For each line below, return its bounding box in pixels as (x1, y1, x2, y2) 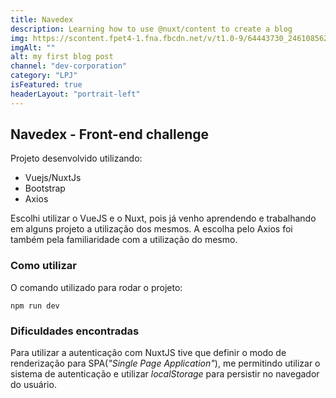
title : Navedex (10, 14, 74, 25)
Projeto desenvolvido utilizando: (10, 152, 143, 165)
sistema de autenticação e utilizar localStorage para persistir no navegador (10, 368, 320, 380)
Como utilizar (10, 259, 77, 273)
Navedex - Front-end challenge (10, 126, 210, 143)
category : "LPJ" (10, 71, 78, 81)
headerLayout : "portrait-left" (10, 89, 141, 99)
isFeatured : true (10, 80, 83, 90)
